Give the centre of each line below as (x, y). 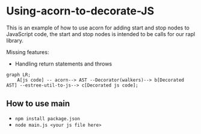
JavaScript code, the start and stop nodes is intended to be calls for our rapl (101, 34)
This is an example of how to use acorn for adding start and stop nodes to (98, 28)
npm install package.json (47, 118)
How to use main (38, 104)
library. (15, 40)
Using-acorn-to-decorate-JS (80, 11)
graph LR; (19, 75)
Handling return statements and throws (63, 64)
